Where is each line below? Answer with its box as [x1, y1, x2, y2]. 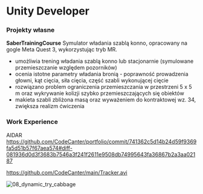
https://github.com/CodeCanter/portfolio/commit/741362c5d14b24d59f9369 [6, 138, 197, 145]
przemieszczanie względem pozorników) [14, 64, 118, 71]
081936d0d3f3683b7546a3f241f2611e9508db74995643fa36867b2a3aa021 [6, 150, 196, 158]
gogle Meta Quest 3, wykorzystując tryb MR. [6, 46, 118, 53]
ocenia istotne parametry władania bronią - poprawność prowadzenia [14, 71, 188, 78]
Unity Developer [6, 4, 89, 18]
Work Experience [6, 118, 59, 126]
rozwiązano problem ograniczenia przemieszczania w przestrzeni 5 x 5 [14, 83, 192, 91]
